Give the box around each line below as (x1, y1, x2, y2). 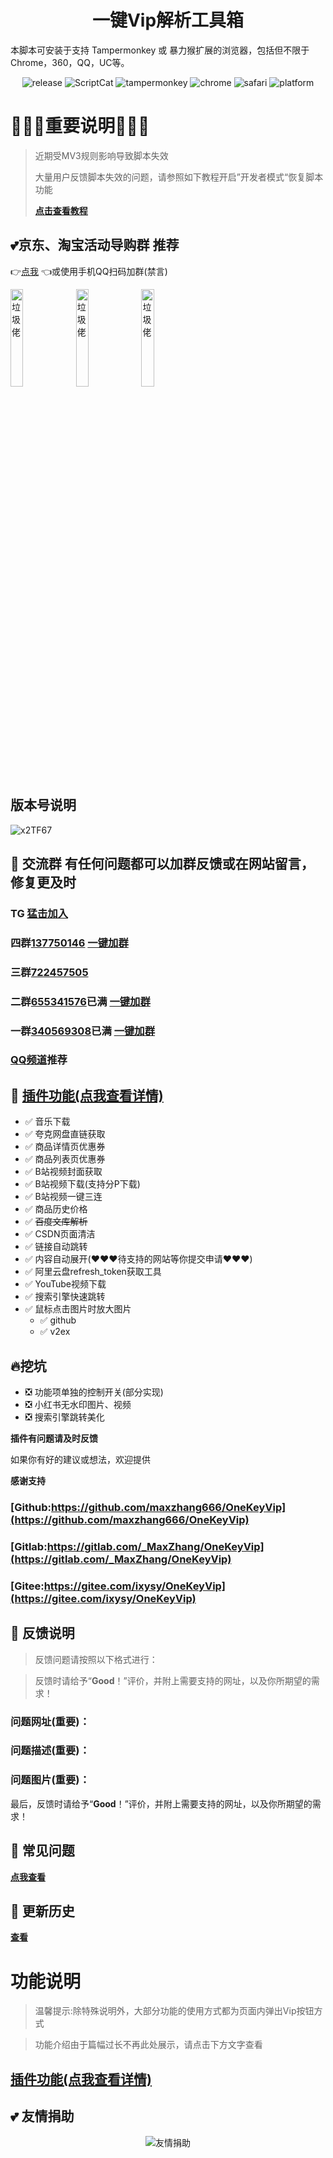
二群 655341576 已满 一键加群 (10, 994, 151, 1008)
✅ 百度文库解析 (24, 1216, 88, 1228)
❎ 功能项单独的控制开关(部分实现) (24, 1386, 164, 1398)
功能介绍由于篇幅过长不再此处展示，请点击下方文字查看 (34, 2039, 263, 2051)
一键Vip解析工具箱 (91, 9, 245, 32)
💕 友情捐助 (10, 2108, 75, 2125)
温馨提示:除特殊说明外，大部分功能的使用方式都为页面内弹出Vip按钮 (34, 2005, 315, 2017)
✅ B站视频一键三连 (24, 1191, 103, 1203)
